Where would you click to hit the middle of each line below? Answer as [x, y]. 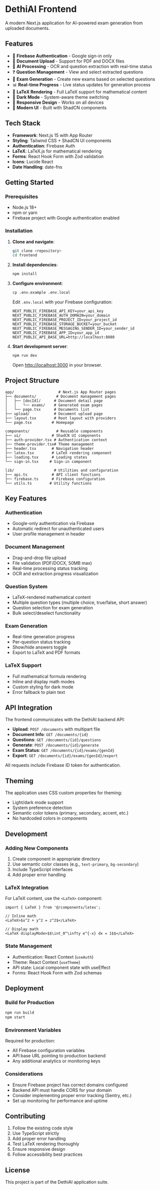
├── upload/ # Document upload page [54, 414]
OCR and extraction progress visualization [55, 573]
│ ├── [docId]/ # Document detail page [54, 401]
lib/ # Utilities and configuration [62, 470]
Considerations [24, 1074]
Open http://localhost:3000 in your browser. [57, 365]
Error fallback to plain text [39, 692]
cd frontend [25, 255]
